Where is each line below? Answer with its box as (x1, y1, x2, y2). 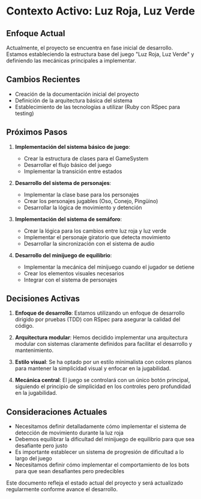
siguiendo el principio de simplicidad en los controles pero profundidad (14, 383, 191, 390)
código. (14, 322, 34, 330)
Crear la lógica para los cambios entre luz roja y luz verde (23, 227, 167, 234)
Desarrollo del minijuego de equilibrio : (14, 251, 112, 259)
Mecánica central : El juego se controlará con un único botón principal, (14, 377, 190, 384)
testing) (14, 110, 34, 117)
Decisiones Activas (6, 293, 80, 304)
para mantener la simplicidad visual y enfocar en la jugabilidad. (14, 365, 171, 372)
